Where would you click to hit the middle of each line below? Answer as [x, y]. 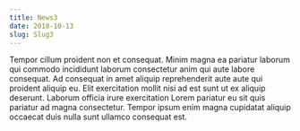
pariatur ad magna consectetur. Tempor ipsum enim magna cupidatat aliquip [150, 108]
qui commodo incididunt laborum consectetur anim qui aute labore [132, 69]
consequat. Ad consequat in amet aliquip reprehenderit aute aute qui [136, 79]
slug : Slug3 [31, 34]
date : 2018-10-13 [42, 26]
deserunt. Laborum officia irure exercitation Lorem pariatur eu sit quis [137, 98]
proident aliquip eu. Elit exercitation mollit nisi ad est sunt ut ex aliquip [137, 88]
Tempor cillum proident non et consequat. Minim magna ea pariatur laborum [150, 60]
